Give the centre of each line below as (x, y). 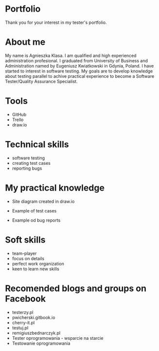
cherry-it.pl (23, 322)
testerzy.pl (23, 312)
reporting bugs (27, 168)
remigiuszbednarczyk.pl (36, 333)
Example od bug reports (36, 220)
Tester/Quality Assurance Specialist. (41, 81)
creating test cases (31, 163)
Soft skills (25, 240)
